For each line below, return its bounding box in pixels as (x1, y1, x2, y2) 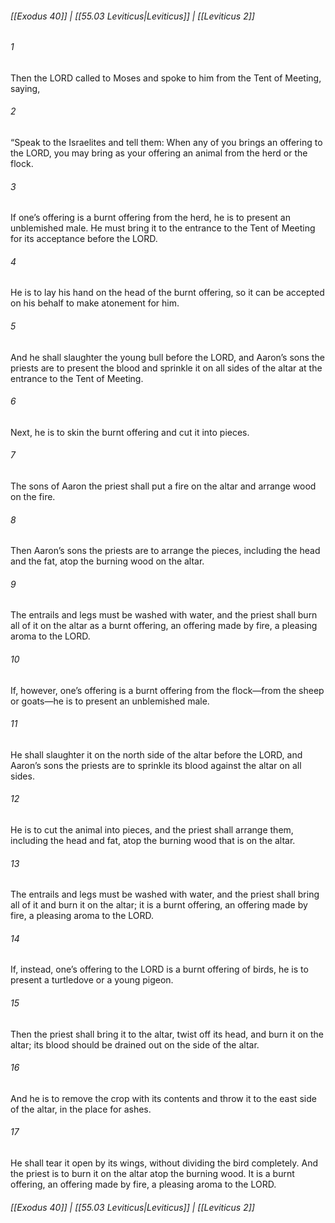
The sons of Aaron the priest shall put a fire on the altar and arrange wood (10, 480, 317, 492)
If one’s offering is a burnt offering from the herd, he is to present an (10, 212, 291, 224)
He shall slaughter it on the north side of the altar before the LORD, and (10, 748, 303, 761)
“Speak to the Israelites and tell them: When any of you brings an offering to (10, 137, 323, 149)
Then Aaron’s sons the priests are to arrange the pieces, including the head (10, 545, 321, 557)
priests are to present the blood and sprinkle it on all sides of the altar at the (10, 362, 323, 374)
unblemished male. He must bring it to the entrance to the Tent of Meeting (10, 222, 316, 234)
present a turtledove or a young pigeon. (10, 974, 174, 986)
